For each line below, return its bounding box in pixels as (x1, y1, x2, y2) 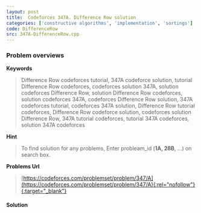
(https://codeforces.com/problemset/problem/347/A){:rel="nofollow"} (21, 181, 196, 188)
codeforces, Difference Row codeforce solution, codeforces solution (21, 109, 192, 116)
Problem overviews (6, 51, 65, 60)
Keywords (6, 65, 33, 72)
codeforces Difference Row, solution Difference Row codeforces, (21, 89, 183, 97)
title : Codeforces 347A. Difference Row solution (6, 14, 136, 21)
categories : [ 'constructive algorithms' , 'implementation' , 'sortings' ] (6, 20, 193, 26)
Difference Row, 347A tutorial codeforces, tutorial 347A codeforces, (21, 115, 190, 122)
